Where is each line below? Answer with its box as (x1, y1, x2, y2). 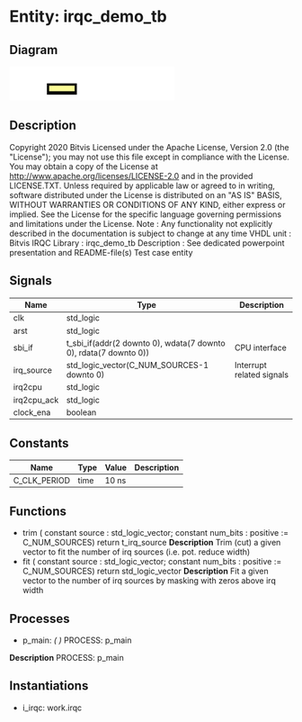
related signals (234, 369, 289, 380)
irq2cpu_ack (13, 394, 59, 405)
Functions (9, 503, 67, 519)
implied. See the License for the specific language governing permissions (9, 209, 281, 220)
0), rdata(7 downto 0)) (66, 347, 150, 357)
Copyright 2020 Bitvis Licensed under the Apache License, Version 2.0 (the (9, 141, 289, 152)
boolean (66, 407, 97, 418)
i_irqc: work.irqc (22, 702, 83, 713)
